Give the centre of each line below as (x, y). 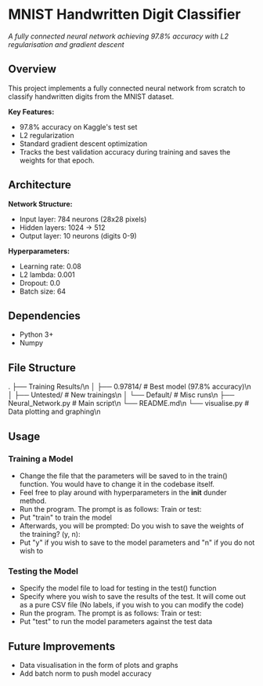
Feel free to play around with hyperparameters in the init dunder (123, 492)
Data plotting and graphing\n (54, 412)
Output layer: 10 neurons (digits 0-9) (78, 235)
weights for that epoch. (57, 160)
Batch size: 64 (43, 291)
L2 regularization (47, 135)
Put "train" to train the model (65, 517)
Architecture (40, 185)
